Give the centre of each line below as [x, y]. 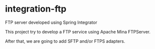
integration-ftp [36, 9]
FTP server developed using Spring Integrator [51, 22]
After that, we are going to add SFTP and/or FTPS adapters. [65, 41]
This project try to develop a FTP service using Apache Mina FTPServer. [78, 32]
